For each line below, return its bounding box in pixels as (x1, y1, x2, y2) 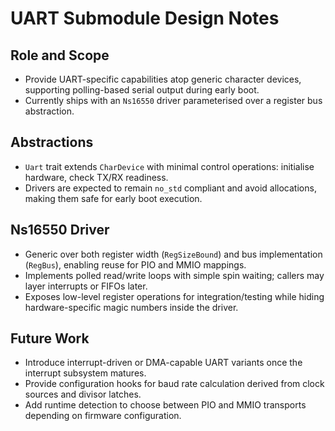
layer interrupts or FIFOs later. (24, 280, 148, 292)
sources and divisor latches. (24, 388, 142, 401)
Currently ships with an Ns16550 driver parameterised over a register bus (24, 95, 323, 106)
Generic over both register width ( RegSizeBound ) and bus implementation (24, 248, 323, 260)
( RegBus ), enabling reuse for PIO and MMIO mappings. (24, 258, 247, 271)
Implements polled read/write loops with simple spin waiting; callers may (24, 269, 325, 281)
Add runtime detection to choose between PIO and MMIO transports (24, 399, 307, 411)
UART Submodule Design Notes (10, 7, 280, 30)
